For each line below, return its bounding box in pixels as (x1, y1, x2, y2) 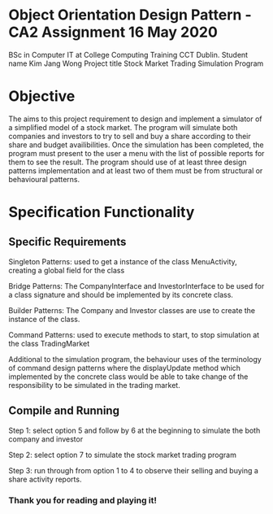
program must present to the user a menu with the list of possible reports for (8, 148, 265, 158)
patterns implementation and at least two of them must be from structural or (8, 165, 263, 176)
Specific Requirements (8, 235, 127, 249)
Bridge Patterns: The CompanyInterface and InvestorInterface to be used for (8, 281, 265, 290)
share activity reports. (8, 474, 82, 484)
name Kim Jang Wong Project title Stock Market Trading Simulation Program (8, 59, 264, 68)
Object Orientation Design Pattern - (8, 6, 252, 24)
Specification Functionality (8, 203, 195, 221)
